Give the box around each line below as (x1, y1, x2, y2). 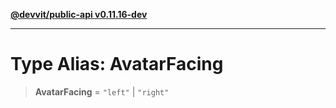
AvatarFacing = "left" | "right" (34, 85, 170, 98)
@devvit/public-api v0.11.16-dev (10, 9, 148, 20)
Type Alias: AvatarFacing (10, 53, 224, 76)
